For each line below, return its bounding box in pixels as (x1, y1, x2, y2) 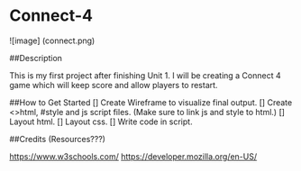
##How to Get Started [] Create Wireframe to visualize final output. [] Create (9, 96, 293, 108)
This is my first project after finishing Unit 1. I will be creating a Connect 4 (9, 69, 281, 81)
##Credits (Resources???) (9, 133, 106, 144)
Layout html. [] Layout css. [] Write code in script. (9, 116, 193, 127)
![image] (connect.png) (9, 35, 96, 46)
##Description (9, 52, 63, 63)
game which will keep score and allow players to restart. (9, 79, 218, 90)
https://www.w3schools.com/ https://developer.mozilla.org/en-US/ (9, 150, 258, 162)
